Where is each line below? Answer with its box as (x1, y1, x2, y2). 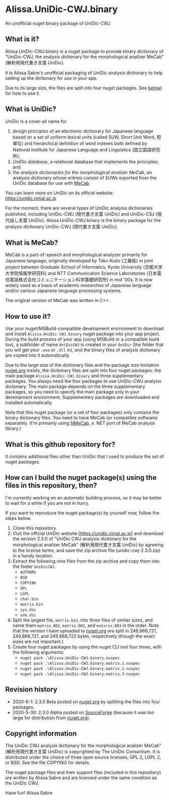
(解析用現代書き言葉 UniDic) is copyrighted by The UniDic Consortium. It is (5, 749, 160, 755)
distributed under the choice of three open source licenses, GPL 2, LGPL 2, (5, 754, 161, 760)
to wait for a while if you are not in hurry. (5, 500, 90, 506)
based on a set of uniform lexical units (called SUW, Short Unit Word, (12, 134, 156, 140)
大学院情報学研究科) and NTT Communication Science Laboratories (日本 (5, 270, 157, 276)
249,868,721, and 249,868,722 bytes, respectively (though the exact (12, 633, 155, 639)
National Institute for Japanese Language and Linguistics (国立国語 (12, 146, 152, 152)
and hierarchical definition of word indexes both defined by (24, 140, 147, 146)
